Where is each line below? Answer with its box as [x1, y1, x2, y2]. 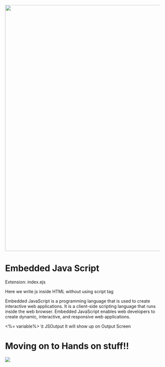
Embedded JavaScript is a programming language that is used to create [5, 298, 151, 304]
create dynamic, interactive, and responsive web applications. [5, 313, 131, 319]
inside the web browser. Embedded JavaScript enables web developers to [5, 308, 156, 314]
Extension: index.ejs [5, 279, 46, 285]
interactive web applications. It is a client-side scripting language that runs [5, 303, 156, 309]
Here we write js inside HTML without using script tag [5, 288, 114, 294]
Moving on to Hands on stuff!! [5, 340, 129, 352]
